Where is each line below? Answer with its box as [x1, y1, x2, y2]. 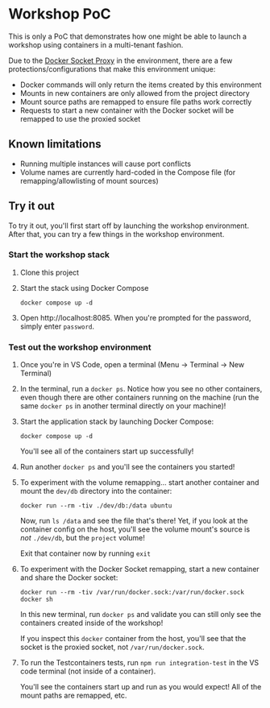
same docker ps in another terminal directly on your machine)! [19, 401, 226, 411]
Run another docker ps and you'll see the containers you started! [19, 462, 235, 472]
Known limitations [8, 138, 102, 151]
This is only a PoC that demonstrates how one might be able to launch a [8, 31, 247, 41]
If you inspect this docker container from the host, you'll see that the [19, 634, 247, 644]
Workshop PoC [8, 5, 111, 23]
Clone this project [19, 267, 79, 277]
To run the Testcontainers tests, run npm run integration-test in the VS [19, 658, 260, 668]
